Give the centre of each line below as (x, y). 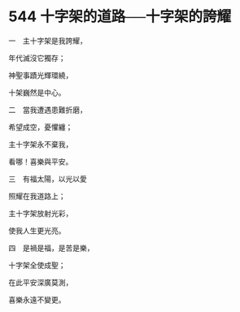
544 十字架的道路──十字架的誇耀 (120, 17)
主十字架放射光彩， (41, 213)
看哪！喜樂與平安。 (41, 161)
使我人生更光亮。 (37, 230)
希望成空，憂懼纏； (41, 127)
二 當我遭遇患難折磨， (48, 110)
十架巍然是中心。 (37, 92)
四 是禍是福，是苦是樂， (51, 248)
